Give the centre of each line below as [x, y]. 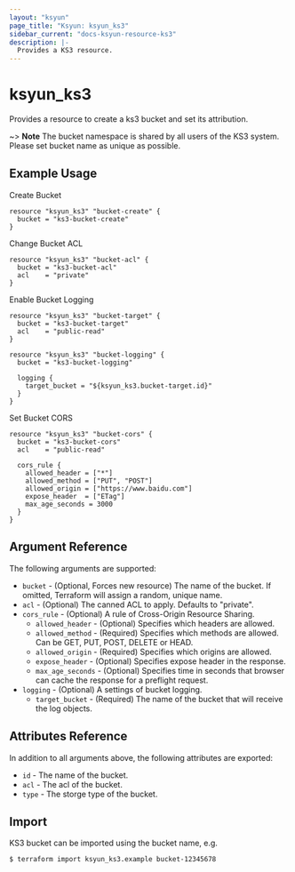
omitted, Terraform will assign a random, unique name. [122, 595]
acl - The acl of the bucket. [72, 784]
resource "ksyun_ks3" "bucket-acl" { [79, 260]
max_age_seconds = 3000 [69, 504]
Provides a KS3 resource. [65, 51]
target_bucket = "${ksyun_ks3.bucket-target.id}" [119, 386]
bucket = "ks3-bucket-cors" [69, 442]
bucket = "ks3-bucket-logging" [75, 362]
